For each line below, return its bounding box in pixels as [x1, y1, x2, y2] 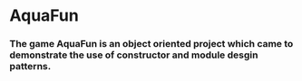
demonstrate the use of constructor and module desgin [9, 49, 258, 61]
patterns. [9, 60, 52, 73]
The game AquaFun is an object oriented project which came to [9, 38, 294, 50]
